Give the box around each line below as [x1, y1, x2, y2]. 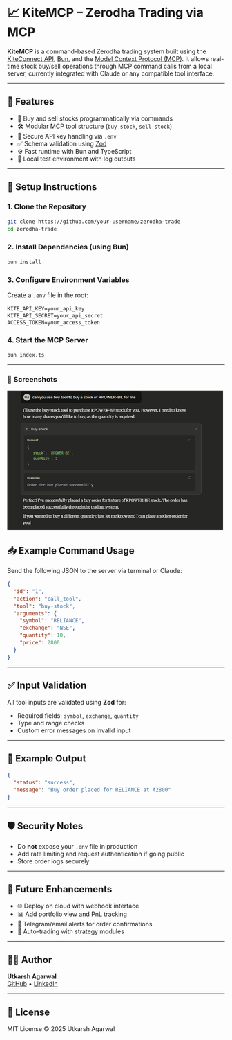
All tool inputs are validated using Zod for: [7, 698, 126, 706]
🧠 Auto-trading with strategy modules [17, 927, 124, 935]
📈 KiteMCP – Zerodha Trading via [7, 5, 204, 21]
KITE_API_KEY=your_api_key [7, 305, 85, 312]
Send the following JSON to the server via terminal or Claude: [7, 567, 182, 575]
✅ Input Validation [7, 680, 87, 691]
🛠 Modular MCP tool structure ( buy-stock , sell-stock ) [17, 122, 173, 130]
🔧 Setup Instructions [7, 181, 97, 193]
